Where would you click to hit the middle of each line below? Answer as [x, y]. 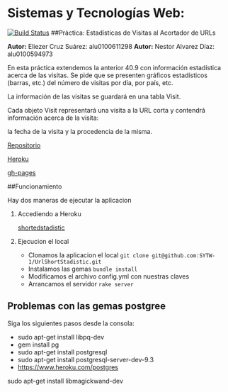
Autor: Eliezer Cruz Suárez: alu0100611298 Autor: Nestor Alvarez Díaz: [111, 46]
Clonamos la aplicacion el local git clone [89, 255]
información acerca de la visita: [53, 118]
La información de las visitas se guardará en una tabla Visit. [94, 96]
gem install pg [38, 345]
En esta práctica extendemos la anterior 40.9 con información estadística [114, 67]
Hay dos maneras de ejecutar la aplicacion [70, 200]
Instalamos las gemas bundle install [83, 269]
